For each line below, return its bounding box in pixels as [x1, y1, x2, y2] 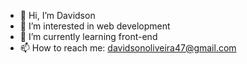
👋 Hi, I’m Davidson [19, 10, 96, 21]
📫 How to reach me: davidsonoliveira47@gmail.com [19, 42, 237, 54]
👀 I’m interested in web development [19, 20, 171, 32]
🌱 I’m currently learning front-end [19, 31, 158, 42]
